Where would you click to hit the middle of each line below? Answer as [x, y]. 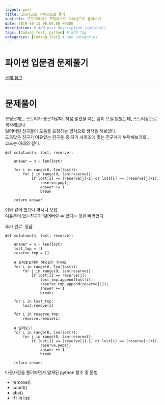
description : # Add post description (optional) [56, 28]
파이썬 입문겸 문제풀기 [47, 63]
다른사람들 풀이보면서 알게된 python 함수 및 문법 [52, 372]
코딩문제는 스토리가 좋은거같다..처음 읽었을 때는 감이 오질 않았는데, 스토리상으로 [81, 118]
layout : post [18, 10]
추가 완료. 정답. [20, 226]
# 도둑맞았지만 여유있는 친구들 [40, 262]
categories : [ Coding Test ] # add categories [51, 37]
